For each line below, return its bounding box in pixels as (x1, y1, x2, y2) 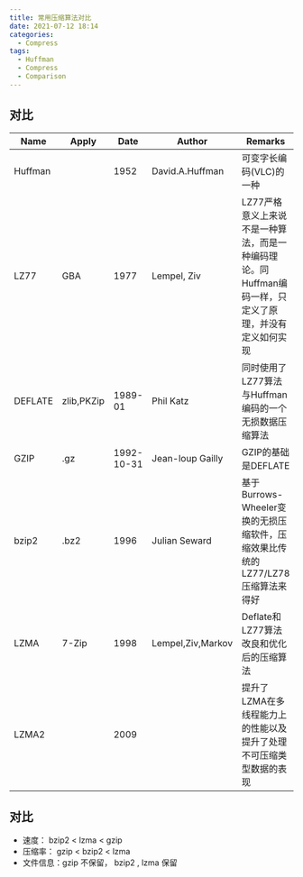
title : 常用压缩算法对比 (9, 13, 92, 23)
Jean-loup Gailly (151, 452, 224, 464)
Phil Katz (151, 394, 189, 407)
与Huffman (241, 388, 288, 401)
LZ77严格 (241, 196, 282, 208)
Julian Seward (151, 534, 212, 546)
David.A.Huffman (151, 164, 225, 177)
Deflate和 (241, 610, 281, 623)
